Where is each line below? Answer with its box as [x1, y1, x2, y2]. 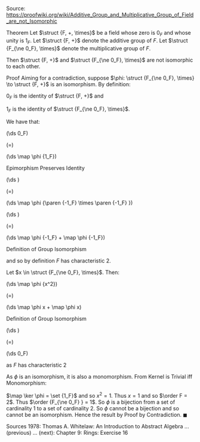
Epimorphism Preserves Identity [6, 164, 85, 172]
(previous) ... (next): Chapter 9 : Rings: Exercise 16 [6, 429, 128, 437]
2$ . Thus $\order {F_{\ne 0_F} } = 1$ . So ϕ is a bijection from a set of [6, 398, 176, 406]
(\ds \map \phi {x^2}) [6, 281, 58, 288]
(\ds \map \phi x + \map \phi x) [6, 304, 82, 311]
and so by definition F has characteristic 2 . [6, 257, 112, 264]
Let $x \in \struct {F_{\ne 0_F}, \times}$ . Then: [6, 269, 120, 276]
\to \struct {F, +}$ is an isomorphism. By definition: [6, 80, 131, 88]
